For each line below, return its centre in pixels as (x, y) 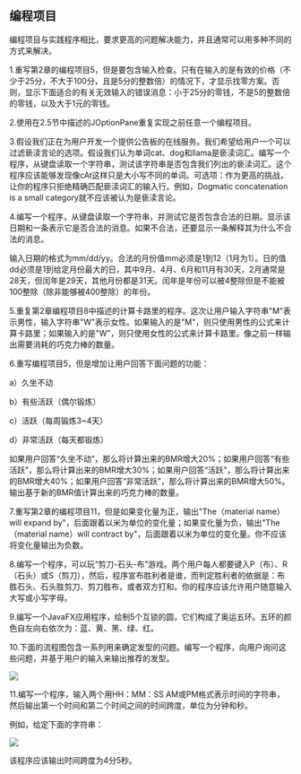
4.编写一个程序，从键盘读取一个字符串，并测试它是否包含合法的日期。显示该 (150, 216)
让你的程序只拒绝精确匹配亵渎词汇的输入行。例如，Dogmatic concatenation (149, 186)
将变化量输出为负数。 (48, 544)
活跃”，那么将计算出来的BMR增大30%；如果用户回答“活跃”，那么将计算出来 (150, 470)
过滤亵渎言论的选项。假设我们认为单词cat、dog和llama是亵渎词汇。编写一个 (150, 152)
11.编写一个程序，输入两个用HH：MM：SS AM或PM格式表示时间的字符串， (147, 694)
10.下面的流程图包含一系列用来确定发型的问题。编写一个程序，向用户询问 (144, 647)
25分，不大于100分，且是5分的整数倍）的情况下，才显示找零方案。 (148, 81)
